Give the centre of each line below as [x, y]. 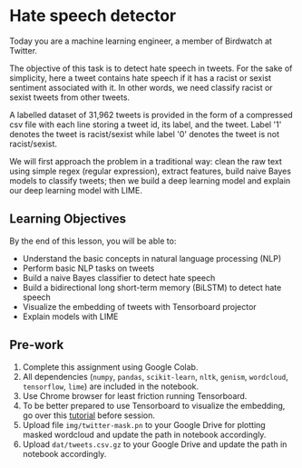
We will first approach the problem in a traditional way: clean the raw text [146, 161]
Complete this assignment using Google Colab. [110, 367]
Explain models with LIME [70, 316]
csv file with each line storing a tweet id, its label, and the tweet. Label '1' [146, 124]
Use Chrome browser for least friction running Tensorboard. [135, 395]
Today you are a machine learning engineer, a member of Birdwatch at [141, 41]
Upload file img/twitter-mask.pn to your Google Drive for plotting [144, 424]
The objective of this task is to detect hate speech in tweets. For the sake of [151, 68]
